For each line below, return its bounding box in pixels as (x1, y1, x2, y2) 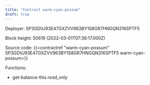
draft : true (5, 12, 30, 17)
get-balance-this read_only (12, 74, 68, 80)
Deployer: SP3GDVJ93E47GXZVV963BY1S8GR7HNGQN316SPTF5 (5, 25, 140, 31)
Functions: (5, 65, 27, 71)
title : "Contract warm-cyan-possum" (5, 7, 80, 12)
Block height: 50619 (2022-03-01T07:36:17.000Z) (5, 35, 106, 41)
